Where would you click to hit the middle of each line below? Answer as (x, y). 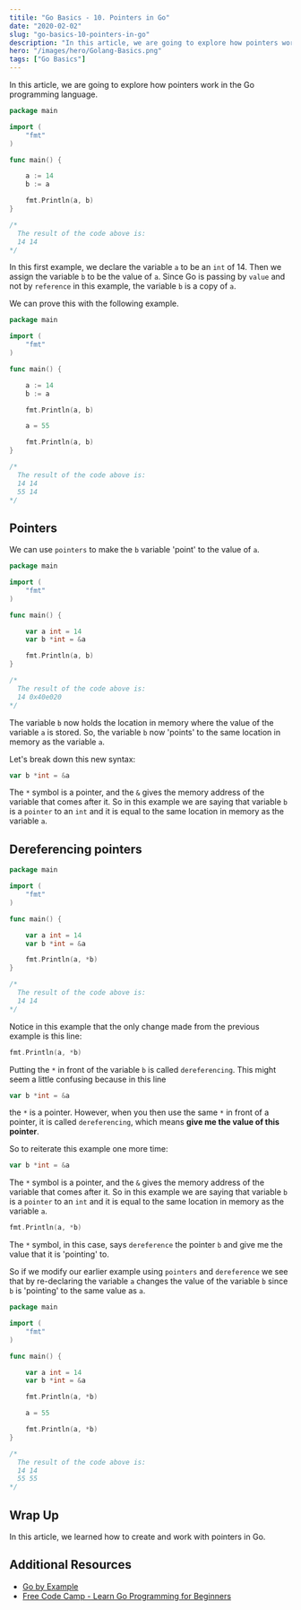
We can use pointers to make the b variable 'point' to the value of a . (134, 550)
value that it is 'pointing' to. (59, 1254)
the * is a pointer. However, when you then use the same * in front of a (139, 1112)
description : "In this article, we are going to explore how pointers (144, 43)
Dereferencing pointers (76, 849)
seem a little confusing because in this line (88, 1079)
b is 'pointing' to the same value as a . (77, 1291)
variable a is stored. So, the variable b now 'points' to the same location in (145, 732)
